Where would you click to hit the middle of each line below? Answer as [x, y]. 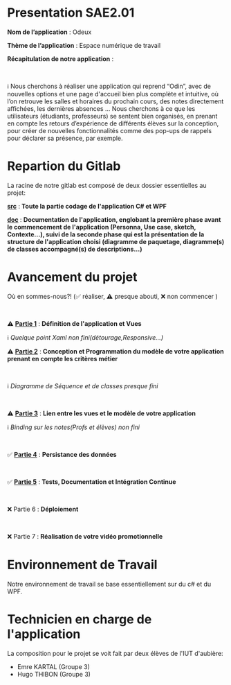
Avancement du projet [72, 277]
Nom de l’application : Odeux [49, 32]
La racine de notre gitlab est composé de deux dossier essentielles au [107, 185]
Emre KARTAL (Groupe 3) [53, 666]
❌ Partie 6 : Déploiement [43, 509]
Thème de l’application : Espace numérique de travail [84, 45]
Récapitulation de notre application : [61, 59]
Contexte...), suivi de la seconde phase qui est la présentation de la [106, 234]
